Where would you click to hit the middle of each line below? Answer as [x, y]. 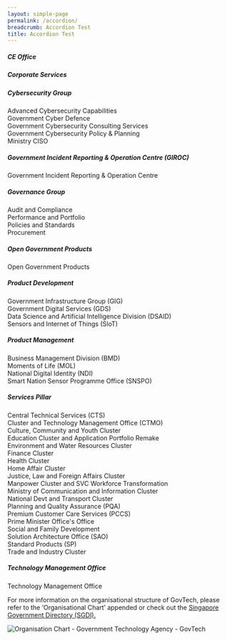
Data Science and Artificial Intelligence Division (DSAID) [90, 316]
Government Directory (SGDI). [52, 615]
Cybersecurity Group [40, 93]
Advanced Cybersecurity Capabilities [62, 111]
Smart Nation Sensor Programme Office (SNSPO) [80, 381]
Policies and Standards [41, 225]
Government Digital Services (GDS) [59, 308]
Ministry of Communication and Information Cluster [83, 491]
